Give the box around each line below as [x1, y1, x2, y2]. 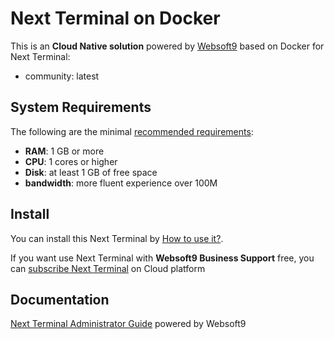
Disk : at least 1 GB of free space [24, 166, 158, 178]
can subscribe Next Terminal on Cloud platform [10, 262, 206, 274]
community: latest [24, 70, 100, 82]
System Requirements [10, 99, 152, 116]
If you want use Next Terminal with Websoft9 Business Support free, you [10, 252, 315, 264]
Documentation [10, 291, 110, 308]
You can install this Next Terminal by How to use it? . [10, 232, 224, 244]
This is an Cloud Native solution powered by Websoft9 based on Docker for [10, 40, 325, 52]
